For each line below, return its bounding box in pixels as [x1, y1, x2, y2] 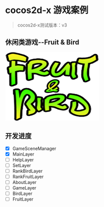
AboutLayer [12, 179, 36, 185]
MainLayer [12, 151, 34, 157]
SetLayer [12, 162, 31, 168]
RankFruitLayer [12, 173, 44, 179]
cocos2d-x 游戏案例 [5, 4, 88, 16]
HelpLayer [12, 156, 34, 162]
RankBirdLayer [12, 168, 43, 174]
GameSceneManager [12, 145, 56, 151]
